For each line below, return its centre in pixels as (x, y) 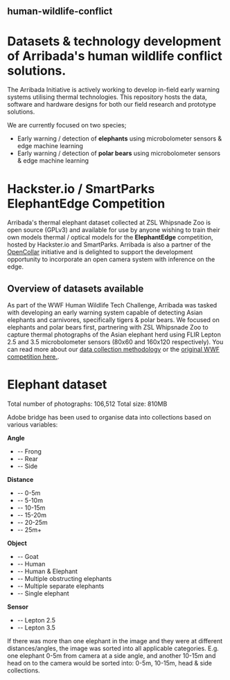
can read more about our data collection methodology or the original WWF (114, 350)
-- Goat (28, 557)
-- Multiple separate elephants (61, 586)
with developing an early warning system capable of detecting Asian (105, 313)
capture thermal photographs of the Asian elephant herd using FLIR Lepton (114, 334)
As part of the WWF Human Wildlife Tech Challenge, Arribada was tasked (112, 305)
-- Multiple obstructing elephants (64, 579)
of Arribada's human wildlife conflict (115, 56)
